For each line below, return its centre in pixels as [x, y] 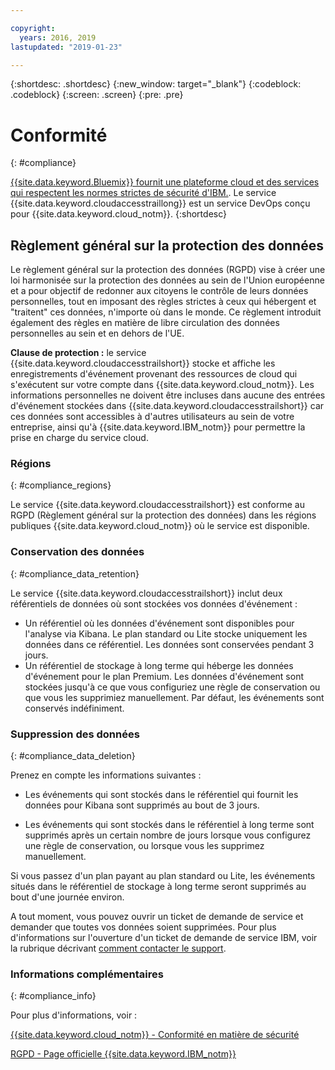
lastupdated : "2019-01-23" [66, 47]
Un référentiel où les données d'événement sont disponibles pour [159, 623]
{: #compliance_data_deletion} [73, 756]
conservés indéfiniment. [74, 708]
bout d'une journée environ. [67, 897]
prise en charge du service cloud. [79, 438]
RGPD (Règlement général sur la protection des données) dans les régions [163, 515]
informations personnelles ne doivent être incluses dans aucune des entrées [168, 395]
